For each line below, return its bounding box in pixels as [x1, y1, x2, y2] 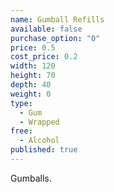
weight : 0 [10, 89, 52, 99]
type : [10, 98, 33, 108]
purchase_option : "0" [10, 33, 101, 43]
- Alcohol [19, 136, 60, 146]
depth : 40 [10, 80, 52, 90]
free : [10, 126, 33, 136]
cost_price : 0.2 [10, 52, 78, 62]
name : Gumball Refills [10, 14, 105, 25]
